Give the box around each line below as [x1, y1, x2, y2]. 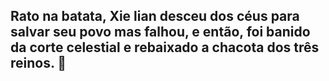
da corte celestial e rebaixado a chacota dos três [10, 39, 320, 56]
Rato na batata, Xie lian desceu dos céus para [10, 8, 300, 25]
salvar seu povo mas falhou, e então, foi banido [10, 24, 311, 41]
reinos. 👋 [10, 55, 67, 72]
